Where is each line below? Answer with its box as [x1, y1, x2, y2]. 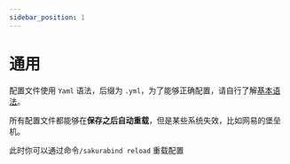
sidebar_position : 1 [9, 12, 86, 22]
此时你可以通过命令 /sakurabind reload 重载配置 [9, 144, 184, 155]
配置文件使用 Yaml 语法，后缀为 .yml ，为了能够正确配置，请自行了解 [9, 85, 258, 96]
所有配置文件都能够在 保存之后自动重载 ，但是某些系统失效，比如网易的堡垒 [9, 114, 281, 125]
